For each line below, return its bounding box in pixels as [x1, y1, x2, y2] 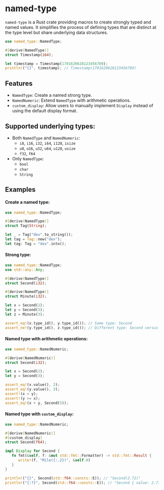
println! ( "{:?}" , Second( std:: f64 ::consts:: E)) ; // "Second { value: [5, 480, 150, 485]
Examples [5, 185, 36, 194]
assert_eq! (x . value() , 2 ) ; [5, 382, 60, 387]
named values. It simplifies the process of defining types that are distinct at [5, 24, 157, 30]
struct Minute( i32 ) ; [5, 294, 47, 299]
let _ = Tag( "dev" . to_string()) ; [5, 232, 73, 237]
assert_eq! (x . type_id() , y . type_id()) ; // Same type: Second [5, 321, 132, 326]
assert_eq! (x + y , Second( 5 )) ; [5, 401, 69, 405]
